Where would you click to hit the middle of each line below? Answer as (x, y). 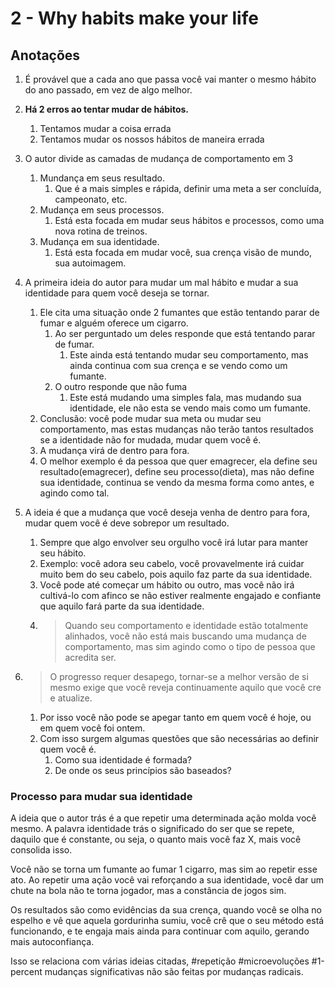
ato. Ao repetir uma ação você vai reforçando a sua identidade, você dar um (167, 880)
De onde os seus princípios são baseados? (143, 770)
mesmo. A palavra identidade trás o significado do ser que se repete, (152, 829)
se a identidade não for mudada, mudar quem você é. (150, 440)
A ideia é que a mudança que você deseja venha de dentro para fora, (167, 512)
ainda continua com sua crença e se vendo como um (178, 365)
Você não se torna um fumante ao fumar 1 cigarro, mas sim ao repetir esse (164, 869)
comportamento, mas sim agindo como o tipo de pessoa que (190, 646)
